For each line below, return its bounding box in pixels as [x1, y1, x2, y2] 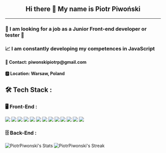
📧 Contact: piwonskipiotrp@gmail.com [5, 59, 87, 65]
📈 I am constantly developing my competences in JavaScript [5, 45, 155, 52]
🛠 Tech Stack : [5, 86, 52, 94]
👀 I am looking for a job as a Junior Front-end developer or [5, 25, 147, 32]
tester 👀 [5, 32, 25, 38]
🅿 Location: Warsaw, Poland [5, 70, 65, 76]
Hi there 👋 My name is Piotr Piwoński [25, 5, 141, 13]
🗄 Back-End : [5, 129, 37, 136]
